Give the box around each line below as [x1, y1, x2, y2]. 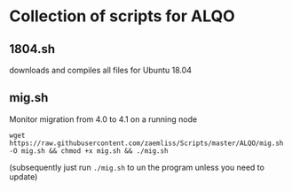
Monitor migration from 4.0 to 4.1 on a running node [9, 113, 198, 125]
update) [9, 171, 38, 182]
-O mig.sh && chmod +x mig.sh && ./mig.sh [9, 146, 169, 156]
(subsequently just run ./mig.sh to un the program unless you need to [9, 162, 264, 172]
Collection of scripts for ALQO [9, 6, 235, 27]
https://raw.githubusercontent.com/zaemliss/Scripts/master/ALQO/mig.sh [9, 139, 284, 148]
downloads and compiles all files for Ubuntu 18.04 [9, 65, 193, 75]
